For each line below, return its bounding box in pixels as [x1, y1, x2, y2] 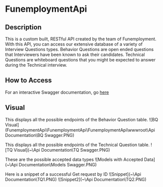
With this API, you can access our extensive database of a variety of [5, 41, 143, 47]
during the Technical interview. [5, 62, 68, 68]
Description [5, 23, 42, 31]
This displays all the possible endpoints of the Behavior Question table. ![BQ [5, 116, 158, 122]
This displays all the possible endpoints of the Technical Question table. [5, 141, 150, 148]
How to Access [5, 76, 52, 84]
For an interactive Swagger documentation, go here [5, 89, 109, 95]
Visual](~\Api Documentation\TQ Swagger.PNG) [14, 147, 110, 153]
